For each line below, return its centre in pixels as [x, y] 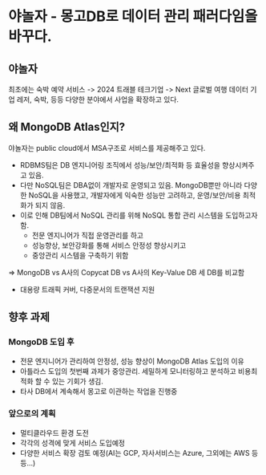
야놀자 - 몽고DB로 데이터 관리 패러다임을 [133, 16]
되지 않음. [50, 205]
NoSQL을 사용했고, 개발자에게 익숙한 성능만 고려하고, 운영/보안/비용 [135, 195]
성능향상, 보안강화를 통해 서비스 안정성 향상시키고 [109, 245]
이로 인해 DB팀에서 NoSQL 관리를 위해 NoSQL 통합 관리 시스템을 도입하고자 [139, 215]
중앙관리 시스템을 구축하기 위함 [80, 255]
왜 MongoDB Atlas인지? [67, 127]
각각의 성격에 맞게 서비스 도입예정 [73, 443]
